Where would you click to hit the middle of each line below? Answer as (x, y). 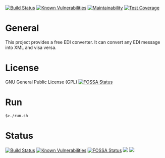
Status (19, 136)
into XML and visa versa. (31, 47)
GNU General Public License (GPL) (41, 82)
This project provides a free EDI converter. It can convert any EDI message (83, 42)
